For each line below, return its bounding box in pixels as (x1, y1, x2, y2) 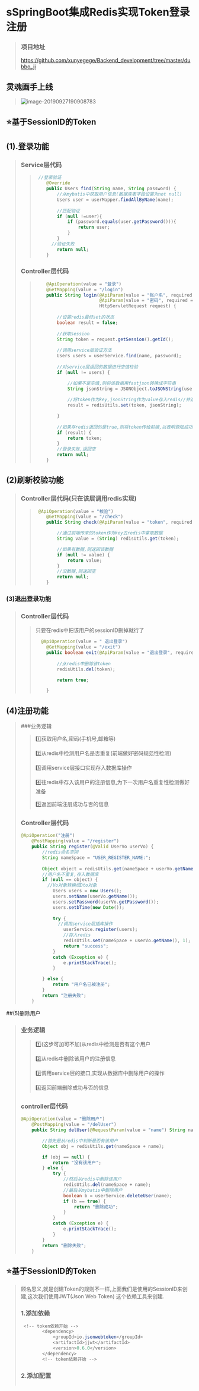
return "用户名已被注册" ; (52, 981, 111, 987)
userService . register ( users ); (63, 927, 138, 933)
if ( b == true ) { (63, 1198, 106, 1204)
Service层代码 (20, 161, 62, 169)
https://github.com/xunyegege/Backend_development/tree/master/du (20, 57, 191, 64)
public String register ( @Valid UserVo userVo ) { (31, 844, 154, 850)
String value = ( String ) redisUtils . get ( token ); (56, 536, 179, 542)
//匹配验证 (56, 207, 80, 214)
